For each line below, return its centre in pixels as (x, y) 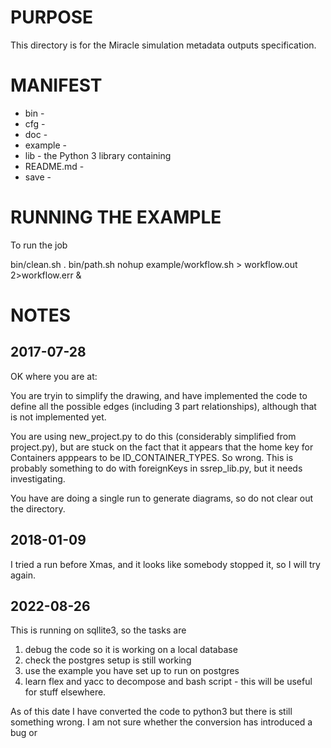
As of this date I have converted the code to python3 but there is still (151, 712)
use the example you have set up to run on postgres (132, 671)
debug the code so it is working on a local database (131, 650)
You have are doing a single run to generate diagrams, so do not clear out (162, 498)
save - (38, 177)
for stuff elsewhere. (65, 692)
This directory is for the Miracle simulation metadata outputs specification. (163, 45)
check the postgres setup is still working (108, 660)
